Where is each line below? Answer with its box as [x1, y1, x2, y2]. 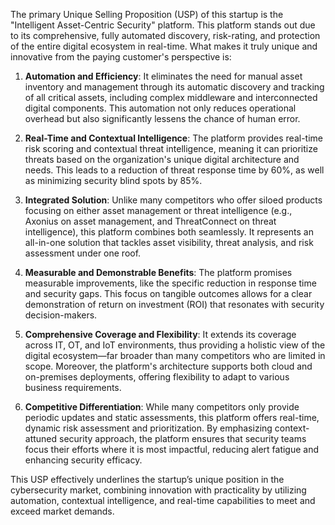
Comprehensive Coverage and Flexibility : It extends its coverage [24, 329, 297, 340]
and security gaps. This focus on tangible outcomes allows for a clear [24, 288, 313, 299]
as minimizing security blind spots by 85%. [24, 175, 203, 186]
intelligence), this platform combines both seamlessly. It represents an [24, 226, 314, 238]
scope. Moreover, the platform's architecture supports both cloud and [24, 360, 313, 372]
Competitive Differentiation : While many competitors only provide [24, 401, 300, 413]
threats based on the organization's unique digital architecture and [24, 154, 300, 165]
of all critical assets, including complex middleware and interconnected [24, 92, 318, 103]
